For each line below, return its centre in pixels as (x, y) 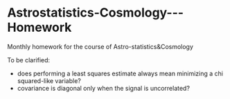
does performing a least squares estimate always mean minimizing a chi (120, 73)
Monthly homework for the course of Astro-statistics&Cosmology (100, 46)
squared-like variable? (49, 80)
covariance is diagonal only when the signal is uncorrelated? (104, 88)
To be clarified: (29, 60)
